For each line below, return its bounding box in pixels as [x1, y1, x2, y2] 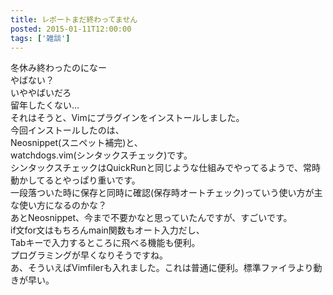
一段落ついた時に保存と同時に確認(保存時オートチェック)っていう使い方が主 [10, 187, 323, 199]
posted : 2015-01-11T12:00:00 [10, 24, 132, 34]
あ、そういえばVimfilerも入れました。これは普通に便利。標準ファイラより [10, 262, 314, 274]
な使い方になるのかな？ [10, 199, 107, 211]
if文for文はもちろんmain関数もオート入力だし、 [10, 224, 205, 236]
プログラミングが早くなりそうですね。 [10, 249, 168, 261]
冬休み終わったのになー [10, 62, 107, 74]
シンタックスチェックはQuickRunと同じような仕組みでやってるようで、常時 [10, 162, 321, 174]
